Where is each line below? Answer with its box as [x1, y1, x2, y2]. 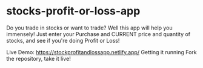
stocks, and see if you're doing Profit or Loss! [6, 37, 120, 44]
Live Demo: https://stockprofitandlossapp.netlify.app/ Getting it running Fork [6, 48, 197, 55]
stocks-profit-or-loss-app [6, 4, 141, 18]
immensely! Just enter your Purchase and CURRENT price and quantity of [6, 30, 191, 37]
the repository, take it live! [6, 55, 71, 62]
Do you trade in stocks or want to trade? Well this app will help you [6, 24, 173, 31]
